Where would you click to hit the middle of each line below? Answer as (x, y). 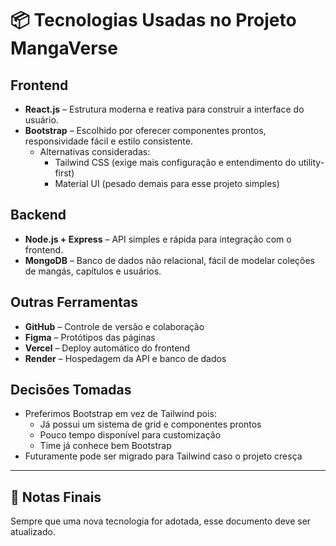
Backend (38, 215)
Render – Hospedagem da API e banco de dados (125, 358)
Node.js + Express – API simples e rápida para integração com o (158, 239)
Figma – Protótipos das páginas (90, 337)
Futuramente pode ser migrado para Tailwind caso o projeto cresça (163, 456)
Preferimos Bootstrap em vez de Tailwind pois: (120, 414)
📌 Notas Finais (56, 497)
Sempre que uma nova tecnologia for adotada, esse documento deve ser (161, 521)
